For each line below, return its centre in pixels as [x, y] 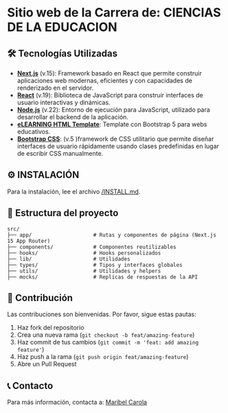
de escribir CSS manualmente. [60, 153]
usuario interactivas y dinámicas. [64, 102]
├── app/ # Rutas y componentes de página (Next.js [112, 235]
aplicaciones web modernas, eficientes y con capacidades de [104, 81]
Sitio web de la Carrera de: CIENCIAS [114, 13]
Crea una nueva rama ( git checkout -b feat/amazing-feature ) [106, 335]
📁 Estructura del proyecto [63, 213]
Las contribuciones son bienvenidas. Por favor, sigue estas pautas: [102, 314]
